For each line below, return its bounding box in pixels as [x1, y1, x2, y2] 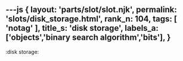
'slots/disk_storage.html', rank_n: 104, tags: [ [5, 14, 177, 24]
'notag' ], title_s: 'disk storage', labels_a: [5, 23, 159, 33]
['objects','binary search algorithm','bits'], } [5, 33, 171, 43]
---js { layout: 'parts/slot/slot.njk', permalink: [5, 5, 177, 15]
